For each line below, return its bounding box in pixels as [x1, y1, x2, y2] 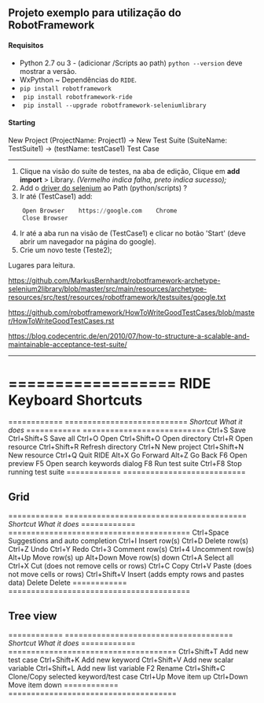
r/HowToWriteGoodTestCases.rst [8, 316, 115, 325]
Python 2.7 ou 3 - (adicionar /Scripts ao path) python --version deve [19, 58, 243, 68]
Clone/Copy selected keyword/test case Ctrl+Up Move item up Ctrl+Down [8, 672, 249, 682]
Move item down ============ [8, 680, 119, 690]
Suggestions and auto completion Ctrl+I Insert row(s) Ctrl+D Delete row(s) [8, 536, 249, 546]
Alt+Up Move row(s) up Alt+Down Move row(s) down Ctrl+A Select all [8, 553, 234, 562]
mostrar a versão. [19, 66, 77, 76]
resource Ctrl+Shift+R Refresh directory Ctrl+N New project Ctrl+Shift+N [8, 442, 244, 452]
